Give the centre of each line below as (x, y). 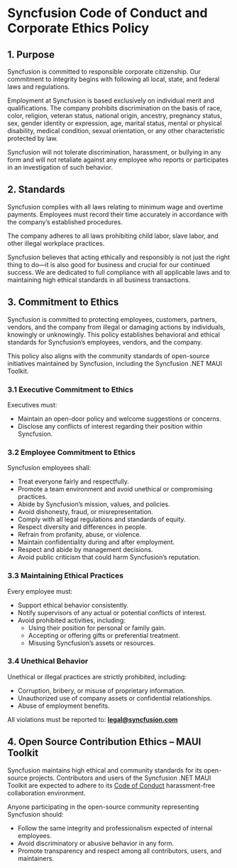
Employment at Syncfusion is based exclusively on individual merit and (111, 100)
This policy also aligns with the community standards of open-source (109, 356)
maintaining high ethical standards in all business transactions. (99, 280)
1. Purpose (31, 54)
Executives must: (32, 404)
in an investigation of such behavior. (60, 167)
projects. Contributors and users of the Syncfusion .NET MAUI (120, 778)
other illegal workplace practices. (56, 243)
